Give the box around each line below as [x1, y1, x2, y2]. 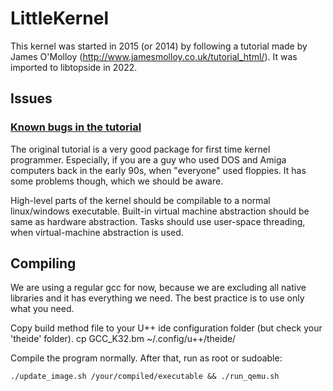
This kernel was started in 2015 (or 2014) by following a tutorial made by [10, 40, 308, 52]
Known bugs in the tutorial [10, 120, 142, 134]
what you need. [10, 303, 75, 315]
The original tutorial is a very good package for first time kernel [10, 143, 271, 155]
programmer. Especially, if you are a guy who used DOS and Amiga [10, 153, 287, 166]
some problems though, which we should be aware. [10, 175, 224, 187]
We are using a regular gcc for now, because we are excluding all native [10, 282, 307, 294]
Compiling [10, 255, 77, 272]
